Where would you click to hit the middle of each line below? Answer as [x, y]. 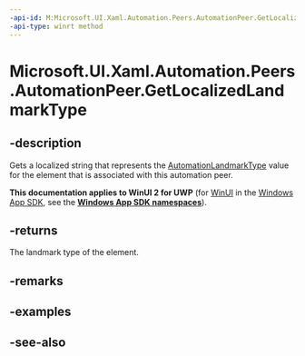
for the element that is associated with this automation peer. [121, 174]
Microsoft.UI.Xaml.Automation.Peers [152, 71]
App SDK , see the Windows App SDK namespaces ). [108, 202]
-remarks [36, 281]
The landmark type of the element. [74, 252]
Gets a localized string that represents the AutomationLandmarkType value [149, 165]
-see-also [38, 343]
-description [45, 143]
